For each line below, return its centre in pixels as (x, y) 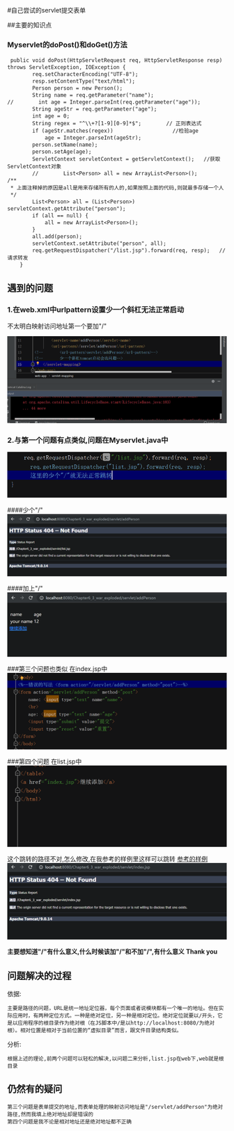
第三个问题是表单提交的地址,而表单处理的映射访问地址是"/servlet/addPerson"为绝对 (115, 1107)
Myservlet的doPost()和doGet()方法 (67, 45)
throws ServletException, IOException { (67, 68)
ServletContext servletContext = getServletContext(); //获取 (126, 159)
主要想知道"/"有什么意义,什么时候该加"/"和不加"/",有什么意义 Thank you (112, 951)
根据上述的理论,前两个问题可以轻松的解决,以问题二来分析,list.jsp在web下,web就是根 (116, 1059)
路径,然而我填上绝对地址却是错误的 (50, 1114)
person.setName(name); (65, 145)
